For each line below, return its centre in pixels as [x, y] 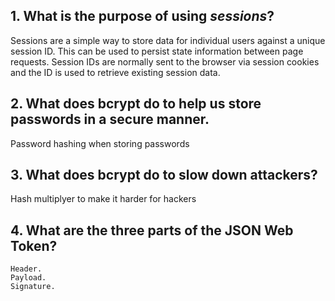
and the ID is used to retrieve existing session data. [115, 72]
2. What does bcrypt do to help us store [136, 104]
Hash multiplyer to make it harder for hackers [103, 199]
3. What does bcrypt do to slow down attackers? [164, 175]
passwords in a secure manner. [110, 119]
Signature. [33, 287]
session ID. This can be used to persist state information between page [157, 51]
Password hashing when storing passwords [100, 143]
